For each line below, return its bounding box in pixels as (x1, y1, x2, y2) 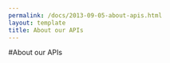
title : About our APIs (8, 26, 84, 34)
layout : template (8, 19, 66, 27)
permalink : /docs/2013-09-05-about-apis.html (8, 11, 162, 20)
